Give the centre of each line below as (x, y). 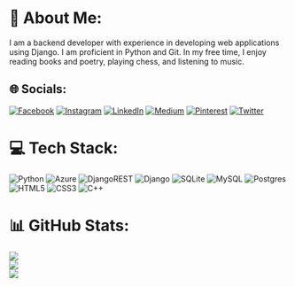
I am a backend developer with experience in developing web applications (144, 43)
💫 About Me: (56, 18)
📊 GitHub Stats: (70, 225)
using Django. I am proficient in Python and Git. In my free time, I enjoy (138, 51)
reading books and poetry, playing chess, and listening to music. (127, 61)
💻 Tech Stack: (64, 147)
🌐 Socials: (38, 89)
